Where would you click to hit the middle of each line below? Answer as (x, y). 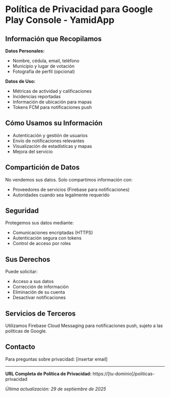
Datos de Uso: (20, 81)
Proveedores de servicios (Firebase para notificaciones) (71, 189)
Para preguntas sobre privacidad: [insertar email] (56, 359)
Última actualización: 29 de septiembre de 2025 (56, 389)
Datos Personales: (25, 51)
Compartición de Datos (42, 167)
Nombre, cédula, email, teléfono (46, 61)
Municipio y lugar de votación (44, 66)
